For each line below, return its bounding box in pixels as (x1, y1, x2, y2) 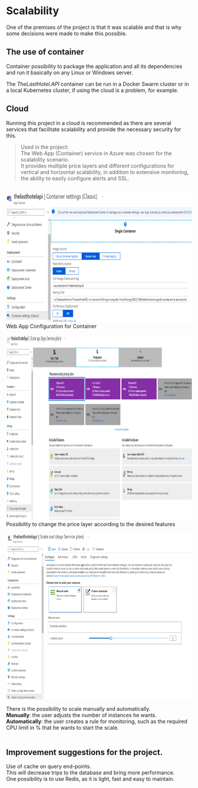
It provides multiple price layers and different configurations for (20, 162, 175, 169)
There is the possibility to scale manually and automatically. (6, 705, 151, 712)
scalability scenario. (20, 156, 70, 163)
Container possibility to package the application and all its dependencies (6, 63, 183, 70)
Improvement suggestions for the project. (6, 747, 163, 757)
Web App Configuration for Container (6, 323, 97, 330)
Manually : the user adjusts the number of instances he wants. (6, 711, 157, 718)
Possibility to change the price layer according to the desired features (6, 520, 176, 527)
